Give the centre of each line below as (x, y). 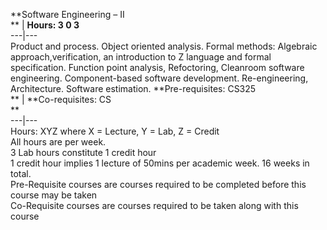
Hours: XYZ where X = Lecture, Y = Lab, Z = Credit (115, 131)
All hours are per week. (58, 142)
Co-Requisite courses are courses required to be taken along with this (154, 205)
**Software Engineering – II (67, 14)
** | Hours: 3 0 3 (45, 25)
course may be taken (54, 195)
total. (21, 173)
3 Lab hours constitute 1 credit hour (83, 152)
